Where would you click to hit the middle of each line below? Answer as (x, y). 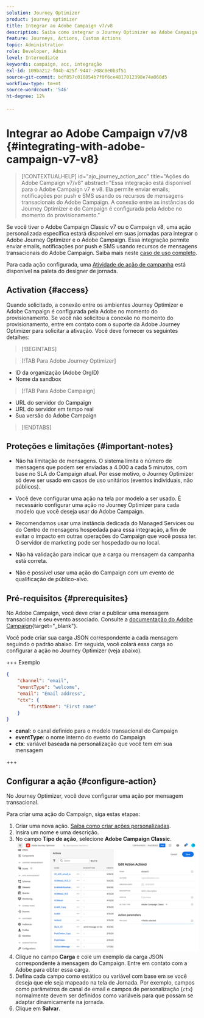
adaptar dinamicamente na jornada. (60, 1002)
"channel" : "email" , (43, 681)
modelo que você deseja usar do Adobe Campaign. (79, 512)
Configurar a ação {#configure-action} (82, 781)
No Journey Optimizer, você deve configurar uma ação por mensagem (95, 796)
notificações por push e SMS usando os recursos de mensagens (102, 195)
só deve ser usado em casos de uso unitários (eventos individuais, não (104, 480)
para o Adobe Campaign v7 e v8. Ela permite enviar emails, (96, 189)
